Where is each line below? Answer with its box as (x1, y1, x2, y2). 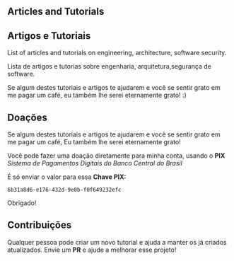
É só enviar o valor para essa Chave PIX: (7, 173, 127, 181)
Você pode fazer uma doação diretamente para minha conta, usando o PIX (7, 151, 226, 160)
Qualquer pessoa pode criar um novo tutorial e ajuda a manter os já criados (7, 238, 228, 246)
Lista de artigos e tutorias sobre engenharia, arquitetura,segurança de (7, 62, 212, 71)
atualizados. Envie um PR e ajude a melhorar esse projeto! (7, 245, 177, 254)
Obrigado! (7, 199, 37, 207)
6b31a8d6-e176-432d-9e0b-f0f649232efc (7, 187, 122, 194)
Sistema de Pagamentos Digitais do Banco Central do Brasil (7, 159, 182, 168)
